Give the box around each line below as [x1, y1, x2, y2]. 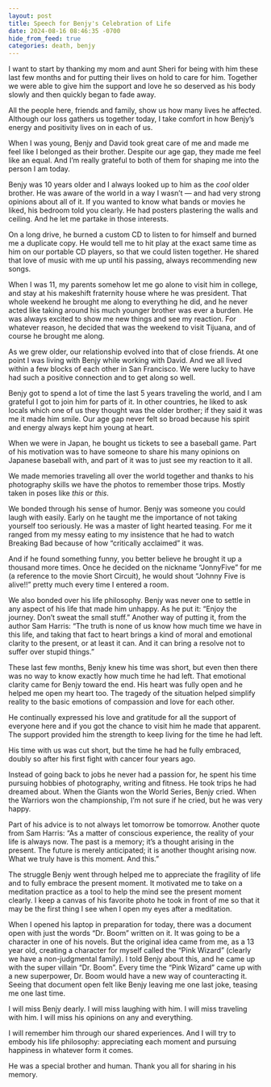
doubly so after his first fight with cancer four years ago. [8, 754, 196, 764]
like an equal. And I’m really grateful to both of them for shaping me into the [8, 155, 260, 166]
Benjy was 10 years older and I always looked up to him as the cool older [8, 179, 250, 190]
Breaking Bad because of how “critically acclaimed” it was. [8, 538, 204, 548]
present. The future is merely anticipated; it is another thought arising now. [8, 845, 256, 855]
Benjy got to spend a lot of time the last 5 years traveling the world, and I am [8, 389, 262, 398]
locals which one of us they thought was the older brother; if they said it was [8, 406, 263, 415]
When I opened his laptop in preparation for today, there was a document [8, 920, 252, 929]
